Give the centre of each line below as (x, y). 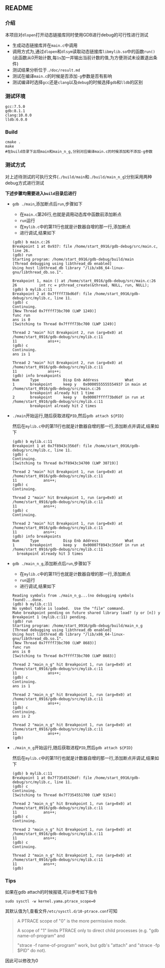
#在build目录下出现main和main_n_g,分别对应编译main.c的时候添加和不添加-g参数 (79, 152)
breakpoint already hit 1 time (62, 393)
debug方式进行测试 (25, 183)
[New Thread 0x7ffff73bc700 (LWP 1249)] (54, 311)
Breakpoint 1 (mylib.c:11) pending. (50, 617)
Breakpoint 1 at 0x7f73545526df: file (52, 778)
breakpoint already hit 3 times (50, 554)
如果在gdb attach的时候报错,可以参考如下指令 (51, 892)
